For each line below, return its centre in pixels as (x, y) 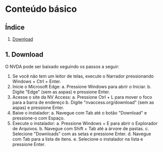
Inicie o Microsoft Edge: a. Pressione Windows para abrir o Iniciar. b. (82, 86)
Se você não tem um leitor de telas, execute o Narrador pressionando (83, 76)
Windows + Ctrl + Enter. (37, 81)
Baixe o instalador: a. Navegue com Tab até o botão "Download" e (80, 113)
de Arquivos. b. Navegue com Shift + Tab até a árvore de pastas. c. (81, 128)
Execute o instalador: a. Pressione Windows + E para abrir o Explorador (85, 123)
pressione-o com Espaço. (39, 118)
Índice (15, 27)
